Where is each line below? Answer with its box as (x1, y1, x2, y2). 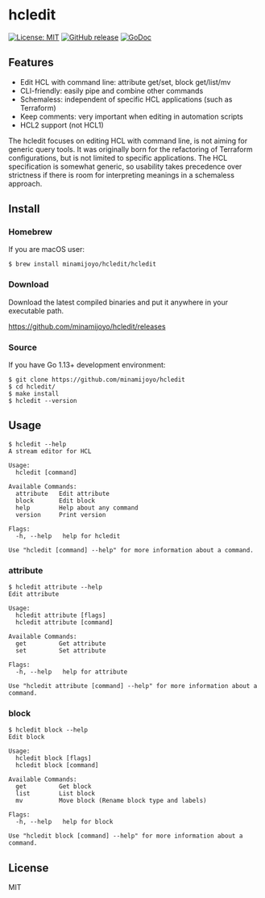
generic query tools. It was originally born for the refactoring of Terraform (8, 144, 253, 154)
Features (8, 56, 54, 69)
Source (8, 342, 38, 353)
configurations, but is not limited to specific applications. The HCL (8, 153, 228, 162)
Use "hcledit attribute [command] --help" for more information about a (8, 682, 258, 690)
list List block (15, 790, 95, 798)
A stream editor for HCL (8, 447, 92, 455)
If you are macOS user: (8, 245, 85, 254)
